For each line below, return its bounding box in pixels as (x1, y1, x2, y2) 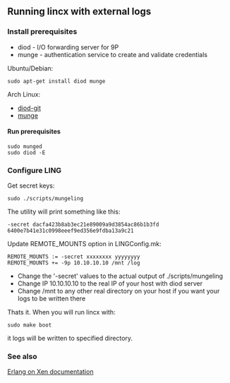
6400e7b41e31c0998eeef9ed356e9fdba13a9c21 (7, 227, 134, 235)
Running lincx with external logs (7, 6, 152, 18)
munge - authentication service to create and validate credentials (17, 50, 208, 59)
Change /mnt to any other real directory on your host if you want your (17, 287, 220, 296)
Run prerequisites (7, 127, 61, 136)
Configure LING (7, 165, 62, 175)
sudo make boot (7, 322, 52, 329)
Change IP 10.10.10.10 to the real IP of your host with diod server (17, 279, 203, 288)
